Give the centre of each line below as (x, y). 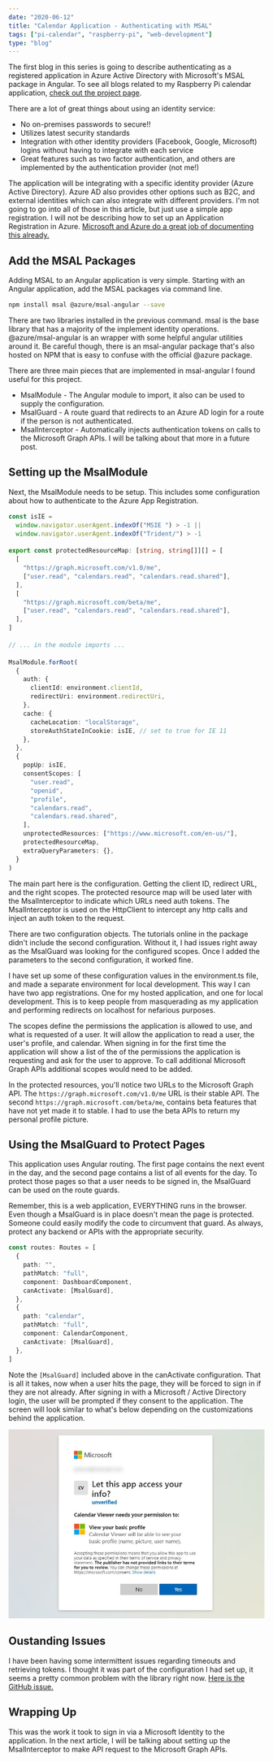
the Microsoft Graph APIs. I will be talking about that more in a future (135, 438)
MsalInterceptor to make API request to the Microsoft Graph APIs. (118, 1749)
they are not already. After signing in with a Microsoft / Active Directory (127, 1392)
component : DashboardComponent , (78, 1282)
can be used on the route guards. (64, 1190)
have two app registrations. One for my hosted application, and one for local (136, 992)
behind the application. (47, 1417)
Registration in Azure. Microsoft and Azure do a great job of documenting (131, 227)
